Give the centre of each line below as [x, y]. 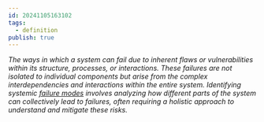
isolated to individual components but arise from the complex [108, 76]
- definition [37, 30]
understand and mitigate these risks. [68, 110]
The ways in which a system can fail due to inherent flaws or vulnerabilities [131, 60]
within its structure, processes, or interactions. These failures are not [120, 68]
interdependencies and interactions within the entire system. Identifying [125, 85]
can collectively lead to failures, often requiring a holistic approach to [121, 102]
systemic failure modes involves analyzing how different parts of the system [132, 93]
